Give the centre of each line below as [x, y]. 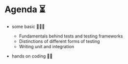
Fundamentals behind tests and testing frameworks [71, 36]
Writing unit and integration [47, 46]
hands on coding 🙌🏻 [32, 56]
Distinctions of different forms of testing [59, 41]
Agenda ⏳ [25, 10]
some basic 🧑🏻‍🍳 [28, 26]
